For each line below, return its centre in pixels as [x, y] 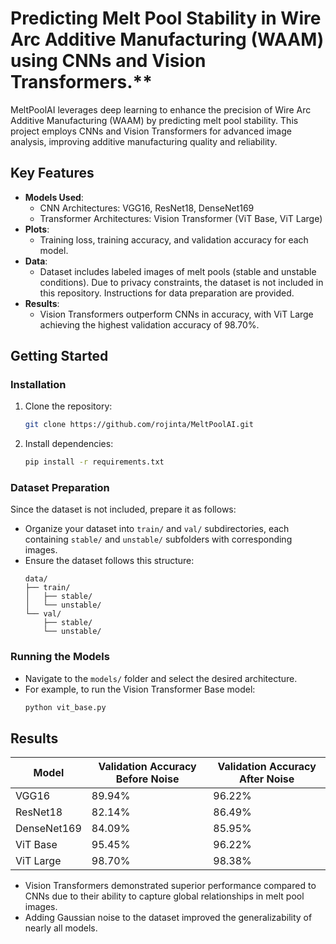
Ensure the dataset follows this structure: [109, 561]
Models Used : [54, 197]
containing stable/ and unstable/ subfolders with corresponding [158, 539]
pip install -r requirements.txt [94, 462]
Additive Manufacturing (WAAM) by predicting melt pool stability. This [154, 120]
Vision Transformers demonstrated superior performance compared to [170, 886]
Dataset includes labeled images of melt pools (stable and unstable [178, 271]
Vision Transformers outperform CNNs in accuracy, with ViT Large [176, 314]
